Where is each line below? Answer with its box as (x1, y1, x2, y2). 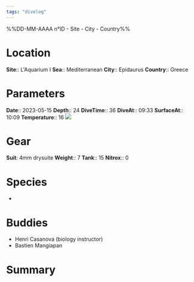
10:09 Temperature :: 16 (6, 114, 64, 121)
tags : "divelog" (6, 8, 47, 15)
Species (6, 175, 48, 189)
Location (6, 46, 51, 60)
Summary (6, 263, 56, 277)
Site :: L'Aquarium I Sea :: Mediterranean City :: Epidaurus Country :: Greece (6, 66, 189, 73)
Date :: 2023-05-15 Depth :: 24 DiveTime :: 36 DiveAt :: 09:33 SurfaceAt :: (6, 106, 183, 114)
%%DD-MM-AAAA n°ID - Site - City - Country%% (6, 25, 130, 32)
